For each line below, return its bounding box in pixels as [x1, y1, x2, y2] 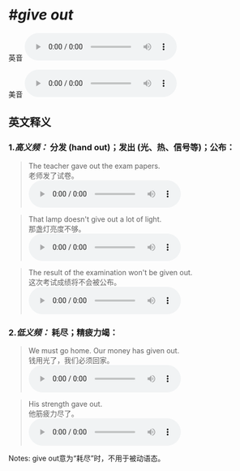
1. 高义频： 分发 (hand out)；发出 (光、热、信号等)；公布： [8, 142, 235, 153]
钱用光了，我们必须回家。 [28, 355, 114, 365]
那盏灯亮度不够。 [28, 223, 86, 233]
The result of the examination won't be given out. [28, 267, 193, 277]
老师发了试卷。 [28, 171, 79, 180]
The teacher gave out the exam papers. [28, 161, 161, 171]
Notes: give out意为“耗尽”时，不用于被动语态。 [8, 453, 165, 463]
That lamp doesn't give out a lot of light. [28, 214, 162, 224]
